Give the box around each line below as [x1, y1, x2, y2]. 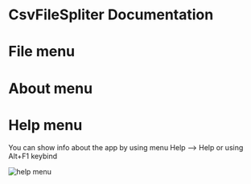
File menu [8, 43, 76, 61]
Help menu [8, 116, 83, 134]
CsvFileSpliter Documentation [8, 6, 214, 24]
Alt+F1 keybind [8, 151, 58, 161]
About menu [8, 79, 93, 97]
